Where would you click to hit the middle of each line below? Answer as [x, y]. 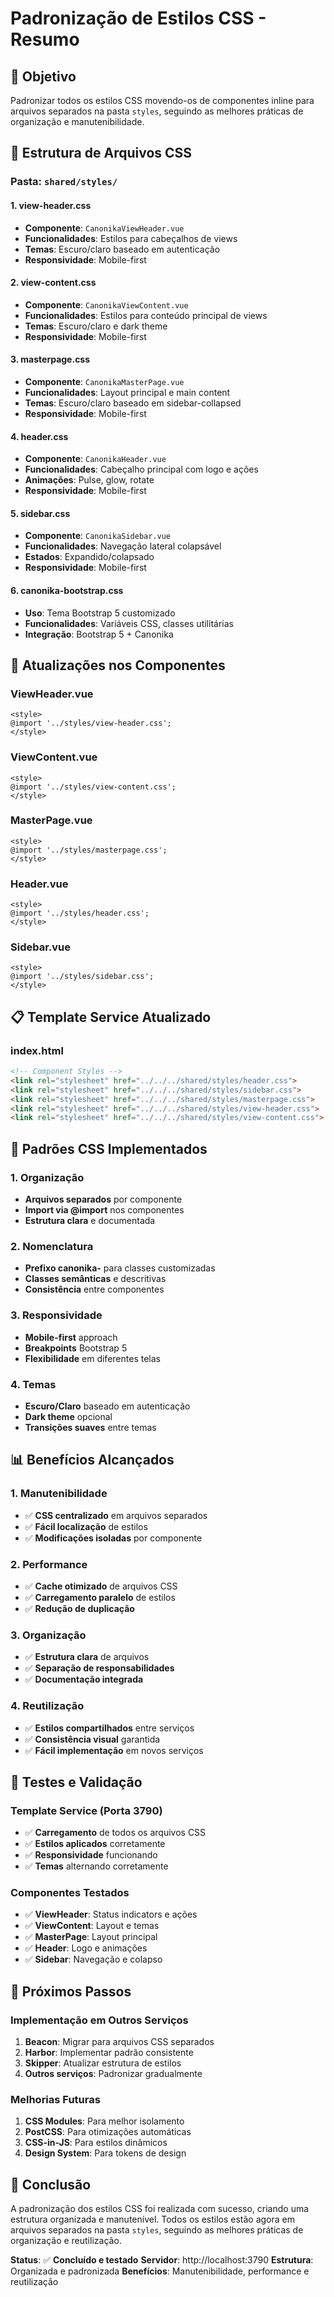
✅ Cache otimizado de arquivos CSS [101, 1586]
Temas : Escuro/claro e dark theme [96, 326]
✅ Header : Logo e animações [86, 1948]
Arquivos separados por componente [103, 1199]
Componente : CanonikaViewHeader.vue [104, 228]
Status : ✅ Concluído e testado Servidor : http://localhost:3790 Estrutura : [162, 2260]
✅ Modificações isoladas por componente [113, 1538]
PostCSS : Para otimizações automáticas [108, 2132]
